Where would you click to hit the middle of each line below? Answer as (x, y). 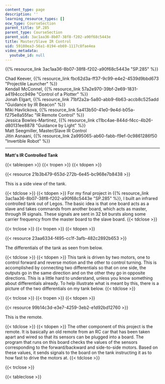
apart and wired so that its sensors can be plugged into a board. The (74, 337)
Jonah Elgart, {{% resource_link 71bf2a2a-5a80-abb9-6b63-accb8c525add (82, 100)
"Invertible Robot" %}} (28, 141)
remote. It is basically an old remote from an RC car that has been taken (78, 332)
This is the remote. (24, 317)
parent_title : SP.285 (27, 28)
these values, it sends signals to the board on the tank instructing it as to (79, 353)
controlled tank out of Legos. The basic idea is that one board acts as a (77, 204)
